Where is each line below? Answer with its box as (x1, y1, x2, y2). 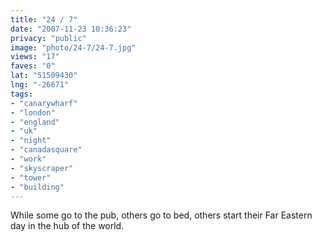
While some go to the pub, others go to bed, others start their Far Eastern (10, 209, 313, 221)
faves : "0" (10, 61, 56, 71)
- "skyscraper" (10, 163, 74, 173)
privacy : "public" (10, 33, 87, 43)
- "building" (10, 182, 65, 192)
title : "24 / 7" (10, 14, 78, 25)
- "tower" (10, 172, 52, 183)
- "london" (10, 107, 56, 118)
